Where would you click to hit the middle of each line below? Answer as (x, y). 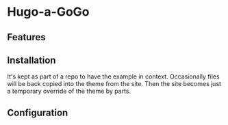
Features (26, 37)
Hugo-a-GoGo (49, 12)
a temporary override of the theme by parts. (69, 91)
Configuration (38, 112)
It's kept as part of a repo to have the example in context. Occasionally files (114, 77)
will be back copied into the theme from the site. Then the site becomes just (114, 84)
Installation (31, 60)
